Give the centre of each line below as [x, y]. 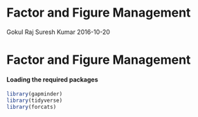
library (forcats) [31, 107]
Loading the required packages [52, 79]
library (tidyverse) [35, 101]
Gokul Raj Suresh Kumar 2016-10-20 [58, 32]
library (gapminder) [35, 94]
